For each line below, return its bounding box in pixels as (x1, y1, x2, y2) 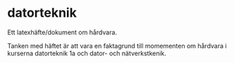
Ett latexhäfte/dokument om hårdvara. (7, 28, 118, 36)
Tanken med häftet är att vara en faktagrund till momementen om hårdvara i (7, 41, 227, 50)
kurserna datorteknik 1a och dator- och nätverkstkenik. (7, 49, 167, 57)
